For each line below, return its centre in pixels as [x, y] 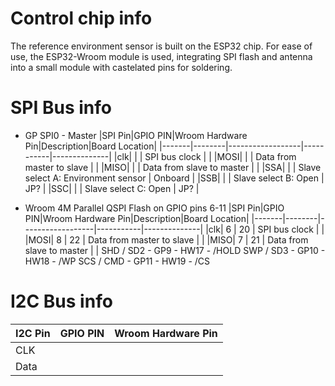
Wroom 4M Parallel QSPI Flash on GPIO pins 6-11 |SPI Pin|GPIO [154, 208]
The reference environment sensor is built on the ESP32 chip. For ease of [161, 46]
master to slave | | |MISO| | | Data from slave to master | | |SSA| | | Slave [173, 167]
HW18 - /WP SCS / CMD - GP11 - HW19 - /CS [117, 261]
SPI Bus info [61, 108]
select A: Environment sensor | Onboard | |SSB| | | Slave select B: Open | [174, 178]
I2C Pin [33, 333]
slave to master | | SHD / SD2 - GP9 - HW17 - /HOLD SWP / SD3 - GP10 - [175, 250]
